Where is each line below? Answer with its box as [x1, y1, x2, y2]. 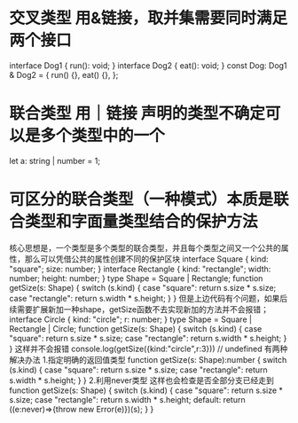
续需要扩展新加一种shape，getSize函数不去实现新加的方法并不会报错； [9, 303, 269, 315]
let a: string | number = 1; [9, 155, 100, 166]
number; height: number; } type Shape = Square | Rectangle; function [9, 272, 263, 284]
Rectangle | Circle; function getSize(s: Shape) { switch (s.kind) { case [9, 323, 263, 333]
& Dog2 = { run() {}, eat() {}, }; [9, 69, 119, 80]
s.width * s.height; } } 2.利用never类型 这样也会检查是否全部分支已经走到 [9, 374, 275, 386]
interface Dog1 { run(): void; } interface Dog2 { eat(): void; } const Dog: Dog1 [9, 59, 287, 71]
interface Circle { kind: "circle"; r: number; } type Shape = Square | [9, 314, 253, 325]
